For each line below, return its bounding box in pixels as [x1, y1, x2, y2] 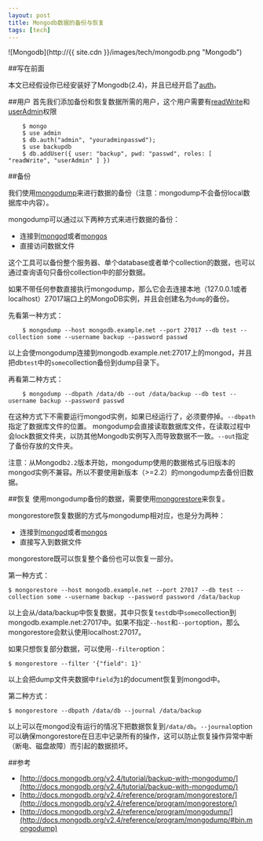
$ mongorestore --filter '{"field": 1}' [8, 660, 143, 668]
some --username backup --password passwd [46, 333, 188, 341]
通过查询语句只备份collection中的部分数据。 [8, 268, 150, 277]
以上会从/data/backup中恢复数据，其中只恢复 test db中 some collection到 [8, 608, 237, 617]
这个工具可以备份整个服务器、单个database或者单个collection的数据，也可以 [8, 258, 256, 268]
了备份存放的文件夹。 [8, 441, 77, 451]
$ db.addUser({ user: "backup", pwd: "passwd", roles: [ [22, 150, 213, 158]
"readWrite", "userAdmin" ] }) [8, 157, 111, 165]
